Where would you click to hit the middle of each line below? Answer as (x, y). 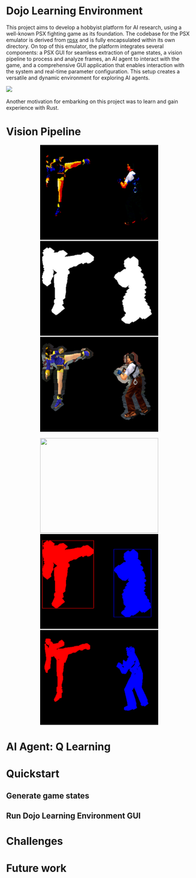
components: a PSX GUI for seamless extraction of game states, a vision (94, 52)
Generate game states (48, 796)
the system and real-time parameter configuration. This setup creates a (93, 71)
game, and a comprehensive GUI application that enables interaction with (95, 65)
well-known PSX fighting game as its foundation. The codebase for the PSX (98, 33)
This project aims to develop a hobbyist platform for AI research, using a (94, 27)
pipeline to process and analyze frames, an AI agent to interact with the (93, 59)
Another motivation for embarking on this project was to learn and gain (92, 101)
